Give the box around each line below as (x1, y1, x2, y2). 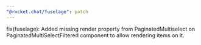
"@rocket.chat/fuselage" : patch (6, 8, 88, 15)
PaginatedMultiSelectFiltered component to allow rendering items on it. (6, 31, 185, 39)
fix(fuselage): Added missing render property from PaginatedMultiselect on (6, 25, 196, 32)
